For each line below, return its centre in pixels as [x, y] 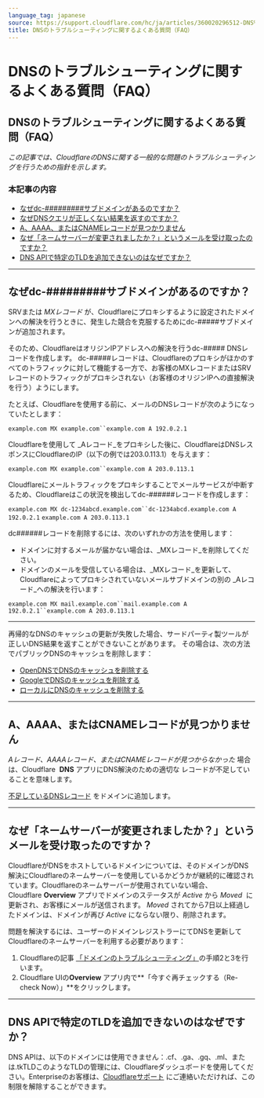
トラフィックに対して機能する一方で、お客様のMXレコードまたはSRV [140, 368]
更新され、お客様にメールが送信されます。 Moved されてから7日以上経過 [126, 905]
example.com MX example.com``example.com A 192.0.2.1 [98, 429]
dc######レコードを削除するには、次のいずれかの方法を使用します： [121, 533]
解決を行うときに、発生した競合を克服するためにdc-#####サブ [131, 322]
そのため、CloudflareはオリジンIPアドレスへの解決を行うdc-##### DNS [125, 348]
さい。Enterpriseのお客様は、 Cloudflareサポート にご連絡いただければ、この [132, 1076]
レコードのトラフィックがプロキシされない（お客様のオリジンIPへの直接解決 [131, 378]
